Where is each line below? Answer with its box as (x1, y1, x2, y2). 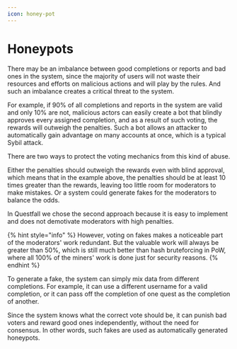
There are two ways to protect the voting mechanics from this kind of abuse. (7, 151, 231, 160)
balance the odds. (7, 195, 60, 204)
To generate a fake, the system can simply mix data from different (7, 274, 200, 283)
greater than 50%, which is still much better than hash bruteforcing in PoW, (7, 246, 226, 254)
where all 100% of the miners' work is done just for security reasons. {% (7, 253, 219, 262)
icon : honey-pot (7, 10, 55, 18)
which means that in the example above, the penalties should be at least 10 (7, 173, 226, 181)
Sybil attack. (7, 138, 44, 147)
